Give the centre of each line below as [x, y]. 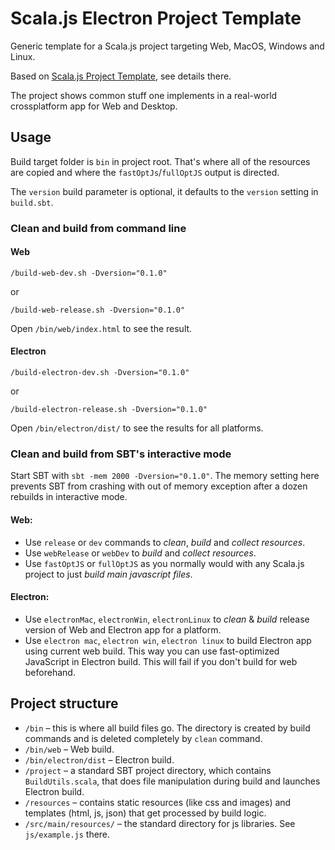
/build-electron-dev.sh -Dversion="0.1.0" [100, 373]
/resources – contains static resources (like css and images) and [158, 802]
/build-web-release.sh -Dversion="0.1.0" [98, 310]
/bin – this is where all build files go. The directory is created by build [167, 728]
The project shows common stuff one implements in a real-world [144, 95]
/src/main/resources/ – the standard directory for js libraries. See [160, 823]
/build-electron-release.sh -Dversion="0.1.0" [109, 410]
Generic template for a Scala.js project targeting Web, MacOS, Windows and [167, 46]
